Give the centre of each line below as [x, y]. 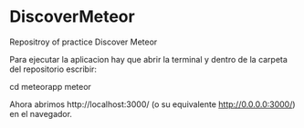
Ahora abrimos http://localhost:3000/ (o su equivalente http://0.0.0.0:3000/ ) [152, 104]
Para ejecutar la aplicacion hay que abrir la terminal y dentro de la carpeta [148, 59]
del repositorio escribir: [53, 69]
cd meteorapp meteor [50, 86]
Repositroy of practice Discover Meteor [84, 42]
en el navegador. [41, 113]
